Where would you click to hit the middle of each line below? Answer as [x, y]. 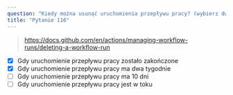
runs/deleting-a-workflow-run [67, 47]
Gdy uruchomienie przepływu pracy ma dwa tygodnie [94, 68]
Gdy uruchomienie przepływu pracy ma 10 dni [83, 76]
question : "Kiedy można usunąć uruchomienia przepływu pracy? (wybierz [113, 14]
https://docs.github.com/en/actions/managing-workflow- [106, 40]
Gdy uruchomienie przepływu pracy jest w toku [85, 84]
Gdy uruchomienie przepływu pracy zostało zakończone [98, 60]
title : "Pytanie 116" [38, 20]
